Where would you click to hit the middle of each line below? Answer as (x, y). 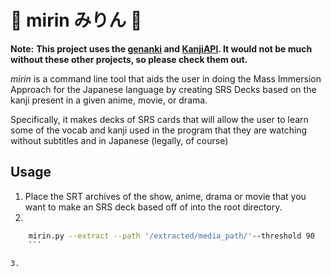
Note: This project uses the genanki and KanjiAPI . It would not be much (161, 48)
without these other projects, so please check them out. (129, 59)
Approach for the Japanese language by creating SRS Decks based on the (163, 89)
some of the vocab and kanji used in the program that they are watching (159, 130)
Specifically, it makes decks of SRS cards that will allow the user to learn (159, 119)
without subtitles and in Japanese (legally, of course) (119, 140)
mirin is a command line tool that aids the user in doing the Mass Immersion (166, 78)
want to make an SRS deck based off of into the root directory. (153, 207)
